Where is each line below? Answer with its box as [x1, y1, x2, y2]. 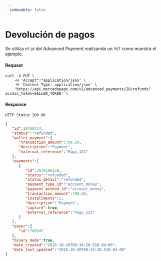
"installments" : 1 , [25, 196, 64, 201]
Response [5, 101, 26, 108]
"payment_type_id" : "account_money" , [25, 182, 101, 187]
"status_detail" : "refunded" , [25, 177, 86, 182]
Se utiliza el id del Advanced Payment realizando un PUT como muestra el [5, 46, 156, 52]
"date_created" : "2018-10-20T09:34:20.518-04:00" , [11, 242, 117, 247]
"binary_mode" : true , [11, 237, 55, 243]
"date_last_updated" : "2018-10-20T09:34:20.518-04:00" [11, 247, 126, 252]
